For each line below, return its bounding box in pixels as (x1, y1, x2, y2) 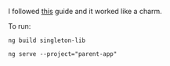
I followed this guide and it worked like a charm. (8, 7, 162, 16)
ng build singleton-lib (8, 36, 86, 44)
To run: (8, 22, 31, 30)
